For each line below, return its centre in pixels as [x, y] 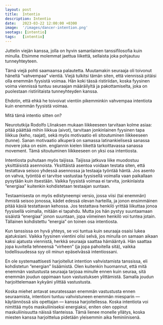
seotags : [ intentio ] [26, 32]
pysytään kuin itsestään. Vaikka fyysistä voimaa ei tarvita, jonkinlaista [75, 181]
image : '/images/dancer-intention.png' [47, 28]
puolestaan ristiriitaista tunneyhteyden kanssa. [52, 91]
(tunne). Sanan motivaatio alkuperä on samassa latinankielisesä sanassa [77, 140]
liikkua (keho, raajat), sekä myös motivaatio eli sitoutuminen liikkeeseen [77, 135]
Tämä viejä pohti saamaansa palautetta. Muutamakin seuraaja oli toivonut [79, 70]
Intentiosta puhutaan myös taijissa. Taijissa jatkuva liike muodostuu [72, 160]
